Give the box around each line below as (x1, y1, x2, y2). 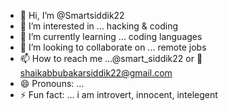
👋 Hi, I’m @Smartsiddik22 (19, 10, 125, 21)
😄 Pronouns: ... (19, 78, 85, 89)
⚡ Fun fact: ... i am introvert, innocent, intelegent (19, 89, 218, 100)
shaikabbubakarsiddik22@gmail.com (19, 67, 173, 79)
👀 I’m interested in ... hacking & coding (19, 20, 179, 32)
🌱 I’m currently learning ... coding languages (19, 31, 203, 42)
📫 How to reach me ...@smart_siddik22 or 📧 (19, 53, 203, 64)
